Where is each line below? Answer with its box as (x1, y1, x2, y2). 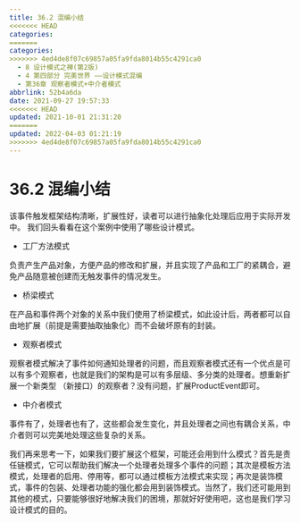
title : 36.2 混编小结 (9, 13, 85, 22)
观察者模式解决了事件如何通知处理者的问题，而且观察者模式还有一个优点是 (9, 358, 283, 368)
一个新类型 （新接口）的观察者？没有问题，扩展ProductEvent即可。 (16, 380, 265, 391)
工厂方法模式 (21, 240, 70, 251)
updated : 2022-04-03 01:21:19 (9, 130, 122, 139)
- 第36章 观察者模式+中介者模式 (17, 80, 121, 89)
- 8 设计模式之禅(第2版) (17, 63, 99, 72)
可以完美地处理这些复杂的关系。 (32, 429, 150, 440)
